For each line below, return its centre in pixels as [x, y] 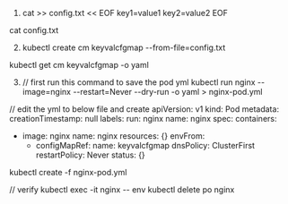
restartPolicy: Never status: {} [90, 155]
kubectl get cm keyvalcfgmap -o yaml [79, 65]
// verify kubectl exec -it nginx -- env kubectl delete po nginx [122, 190]
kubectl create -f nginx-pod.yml [68, 172]
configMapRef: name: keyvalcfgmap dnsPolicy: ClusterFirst [145, 145]
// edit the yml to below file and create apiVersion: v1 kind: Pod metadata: [144, 109]
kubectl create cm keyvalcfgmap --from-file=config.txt [124, 47]
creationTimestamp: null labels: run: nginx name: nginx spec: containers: [143, 119]
